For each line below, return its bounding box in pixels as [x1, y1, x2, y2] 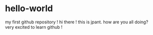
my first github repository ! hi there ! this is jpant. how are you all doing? [5, 19, 149, 25]
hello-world [5, 3, 53, 14]
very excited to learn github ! [5, 24, 63, 30]
